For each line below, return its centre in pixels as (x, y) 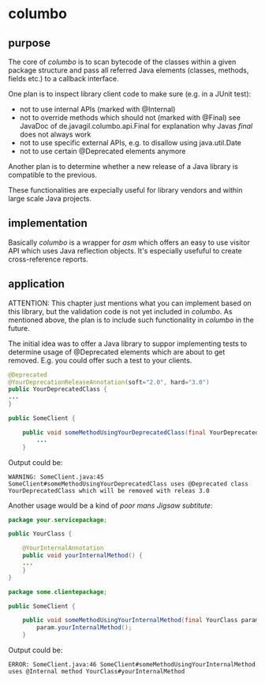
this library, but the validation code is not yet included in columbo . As (120, 311)
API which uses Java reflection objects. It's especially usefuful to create (125, 250)
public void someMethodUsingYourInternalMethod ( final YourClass (130, 621)
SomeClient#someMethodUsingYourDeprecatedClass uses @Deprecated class (128, 484)
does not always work (55, 134)
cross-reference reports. (48, 259)
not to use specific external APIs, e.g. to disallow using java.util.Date (131, 143)
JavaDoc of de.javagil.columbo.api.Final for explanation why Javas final (136, 126)
